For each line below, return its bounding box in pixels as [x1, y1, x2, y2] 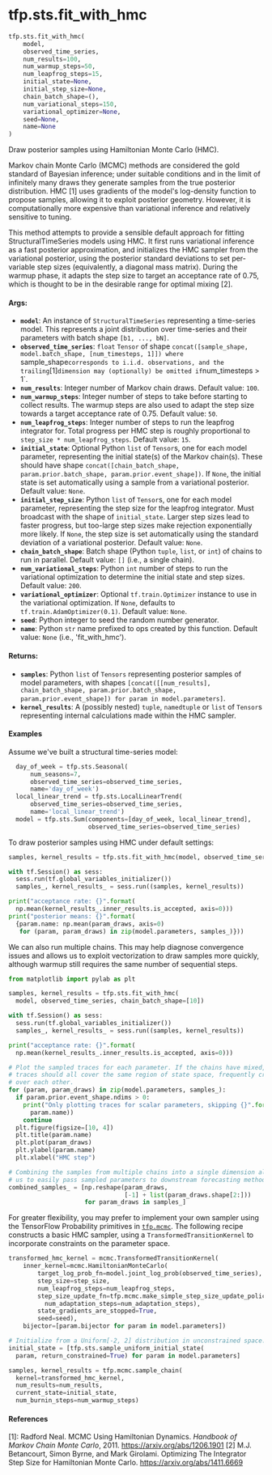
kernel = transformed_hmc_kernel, [15, 1374, 125, 1382]
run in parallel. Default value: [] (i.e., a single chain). [19, 555, 194, 565]
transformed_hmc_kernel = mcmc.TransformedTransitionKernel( [8, 1254, 219, 1263]
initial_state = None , [23, 78, 92, 86]
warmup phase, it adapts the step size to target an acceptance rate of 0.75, [8, 271, 259, 281]
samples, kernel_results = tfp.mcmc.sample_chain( [8, 1366, 183, 1375]
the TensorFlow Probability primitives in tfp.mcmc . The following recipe [8, 1222, 244, 1231]
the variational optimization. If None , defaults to [19, 598, 176, 608]
